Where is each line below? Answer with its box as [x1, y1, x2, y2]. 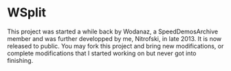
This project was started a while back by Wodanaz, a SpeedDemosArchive [7, 27, 219, 35]
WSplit [7, 5, 47, 20]
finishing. [7, 56, 34, 64]
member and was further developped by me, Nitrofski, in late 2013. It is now [7, 34, 222, 42]
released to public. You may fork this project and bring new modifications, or [7, 42, 224, 50]
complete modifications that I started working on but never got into [7, 49, 197, 57]
